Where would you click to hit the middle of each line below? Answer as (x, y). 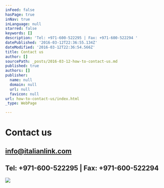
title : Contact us (24, 52)
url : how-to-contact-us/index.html (42, 99)
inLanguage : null (23, 24)
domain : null (23, 84)
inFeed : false (20, 10)
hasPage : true (20, 15)
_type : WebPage (21, 104)
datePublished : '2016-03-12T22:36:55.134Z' (51, 43)
